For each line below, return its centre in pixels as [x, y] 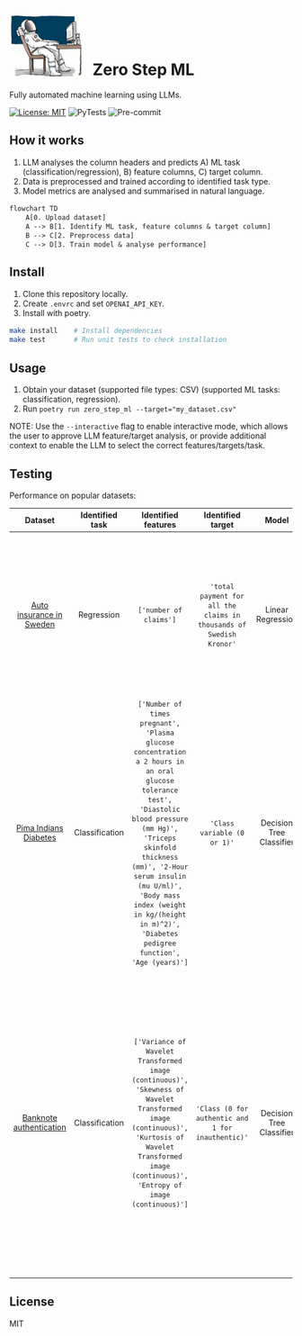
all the [222, 606]
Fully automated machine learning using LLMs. [96, 95]
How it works [47, 141]
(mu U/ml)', [160, 886]
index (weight [160, 905]
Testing [31, 474]
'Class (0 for [222, 1109]
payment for [222, 596]
